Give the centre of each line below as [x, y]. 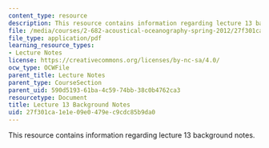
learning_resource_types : [51, 46]
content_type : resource [48, 16]
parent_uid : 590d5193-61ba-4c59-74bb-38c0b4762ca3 [94, 90]
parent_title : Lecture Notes [57, 75]
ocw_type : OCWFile [39, 68]
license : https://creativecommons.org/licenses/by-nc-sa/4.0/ [114, 61]
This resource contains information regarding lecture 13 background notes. [132, 135]
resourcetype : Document [48, 98]
